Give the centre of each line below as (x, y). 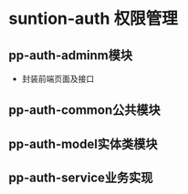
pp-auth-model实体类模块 (83, 143)
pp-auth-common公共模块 (84, 110)
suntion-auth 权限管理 (94, 19)
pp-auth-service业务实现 (81, 178)
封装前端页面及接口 (58, 79)
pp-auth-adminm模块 (71, 55)
